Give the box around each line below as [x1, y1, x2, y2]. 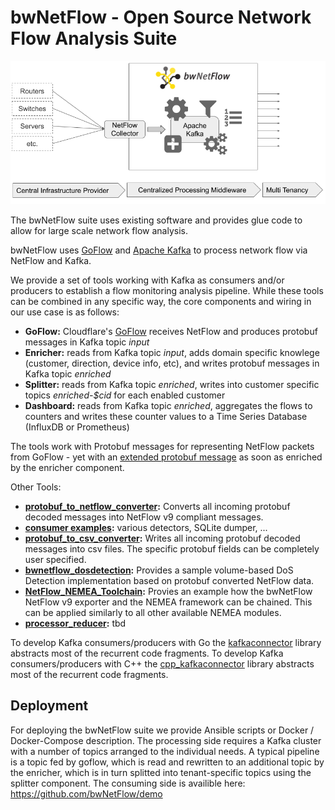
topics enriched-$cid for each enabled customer [24, 389, 226, 401]
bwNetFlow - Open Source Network [10, 6, 312, 29]
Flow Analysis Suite [10, 27, 178, 50]
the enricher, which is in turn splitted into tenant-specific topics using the [10, 766, 312, 778]
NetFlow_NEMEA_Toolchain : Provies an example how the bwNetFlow [24, 585, 313, 597]
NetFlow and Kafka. [10, 254, 92, 266]
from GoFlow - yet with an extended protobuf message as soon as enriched [10, 451, 323, 463]
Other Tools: [10, 481, 62, 493]
